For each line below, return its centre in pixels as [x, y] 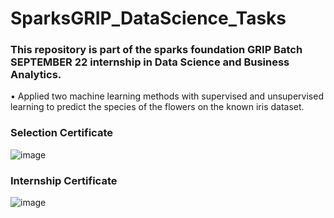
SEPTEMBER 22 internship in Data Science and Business [150, 62]
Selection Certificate [61, 133]
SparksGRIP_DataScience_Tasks [148, 18]
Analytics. [36, 75]
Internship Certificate [64, 180]
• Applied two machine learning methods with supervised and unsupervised [167, 96]
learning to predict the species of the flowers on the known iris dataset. [157, 107]
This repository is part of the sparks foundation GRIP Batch [156, 50]
